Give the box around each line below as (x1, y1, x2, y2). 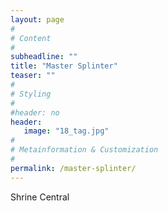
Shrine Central (10, 191, 70, 203)
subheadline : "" (10, 52, 78, 62)
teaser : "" (10, 71, 56, 81)
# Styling (10, 89, 52, 99)
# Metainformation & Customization (10, 145, 159, 155)
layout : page (10, 14, 65, 25)
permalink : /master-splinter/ (10, 163, 137, 173)
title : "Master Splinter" (10, 61, 118, 71)
